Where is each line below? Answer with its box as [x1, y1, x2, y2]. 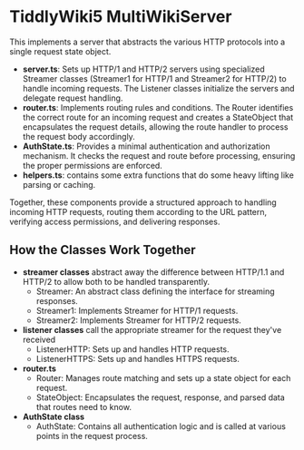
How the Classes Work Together [9, 242, 197, 258]
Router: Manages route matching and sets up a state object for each [35, 372, 291, 383]
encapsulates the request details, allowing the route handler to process [22, 121, 289, 132]
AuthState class [22, 411, 84, 422]
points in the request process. [35, 430, 148, 441]
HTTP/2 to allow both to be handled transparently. [22, 276, 211, 287]
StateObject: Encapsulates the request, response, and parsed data [35, 392, 286, 403]
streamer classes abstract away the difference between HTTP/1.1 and [22, 266, 285, 278]
